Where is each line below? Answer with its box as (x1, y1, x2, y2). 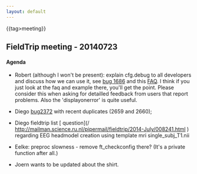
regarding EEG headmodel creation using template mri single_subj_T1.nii (14, 132, 190, 139)
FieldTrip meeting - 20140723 (6, 42, 118, 52)
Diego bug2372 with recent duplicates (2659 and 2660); (14, 108, 152, 115)
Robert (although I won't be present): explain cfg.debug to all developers (14, 71, 192, 78)
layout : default (6, 8, 46, 15)
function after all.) (14, 150, 58, 157)
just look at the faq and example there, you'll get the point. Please (14, 84, 174, 91)
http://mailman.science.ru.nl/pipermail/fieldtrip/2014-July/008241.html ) (14, 126, 189, 133)
